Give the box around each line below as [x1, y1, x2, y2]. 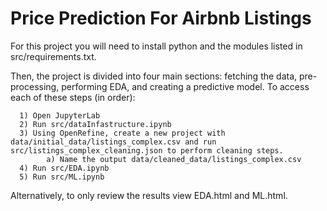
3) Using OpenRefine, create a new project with [19, 128, 226, 138]
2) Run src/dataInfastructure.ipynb [19, 119, 172, 129]
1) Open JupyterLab [19, 110, 101, 121]
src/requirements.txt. [10, 50, 97, 62]
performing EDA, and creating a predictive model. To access [61, 80, 310, 92]
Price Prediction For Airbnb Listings [10, 7, 312, 30]
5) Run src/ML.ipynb [19, 172, 105, 182]
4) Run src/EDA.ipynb [19, 163, 110, 173]
